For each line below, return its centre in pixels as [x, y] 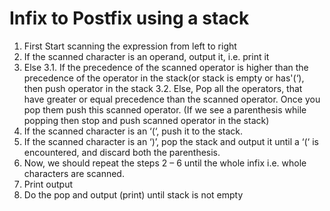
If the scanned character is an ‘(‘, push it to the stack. [133, 131]
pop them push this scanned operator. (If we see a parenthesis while [165, 109]
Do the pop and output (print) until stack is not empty [133, 194]
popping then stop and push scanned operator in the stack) [146, 120]
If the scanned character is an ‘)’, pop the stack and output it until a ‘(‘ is [171, 141]
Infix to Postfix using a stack [129, 18]
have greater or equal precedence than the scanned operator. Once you [172, 99]
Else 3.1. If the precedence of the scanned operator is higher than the [166, 67]
